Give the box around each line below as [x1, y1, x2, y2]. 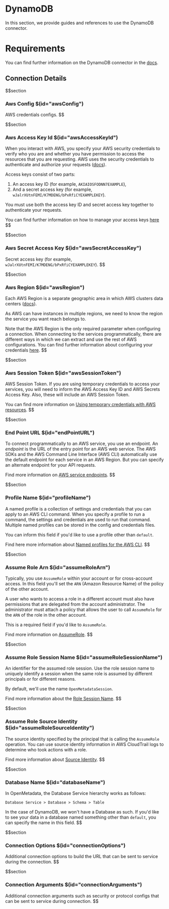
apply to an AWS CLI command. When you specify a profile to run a [5, 511, 145, 517]
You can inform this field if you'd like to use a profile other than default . [5, 531, 154, 538]
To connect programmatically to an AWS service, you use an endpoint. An [5, 440, 158, 447]
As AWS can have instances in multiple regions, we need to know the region [5, 310, 163, 316]
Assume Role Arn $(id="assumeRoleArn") [5, 564, 111, 571]
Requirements [5, 43, 65, 55]
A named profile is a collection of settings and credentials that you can [5, 506, 152, 512]
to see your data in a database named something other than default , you [5, 814, 156, 820]
